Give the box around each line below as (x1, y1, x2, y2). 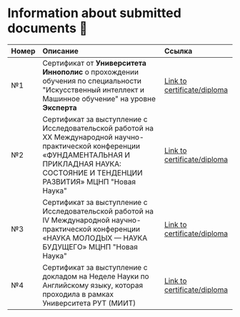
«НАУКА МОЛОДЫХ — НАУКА (42, 233, 148, 243)
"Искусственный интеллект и (42, 84, 145, 94)
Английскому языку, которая (42, 280, 144, 290)
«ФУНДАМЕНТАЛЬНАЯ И (42, 150, 131, 160)
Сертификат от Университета (42, 58, 146, 68)
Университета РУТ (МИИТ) (42, 298, 136, 308)
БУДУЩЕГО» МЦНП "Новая (42, 241, 138, 251)
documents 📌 (7, 20, 88, 36)
